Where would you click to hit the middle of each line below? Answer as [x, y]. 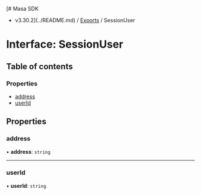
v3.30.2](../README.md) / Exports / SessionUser [75, 20]
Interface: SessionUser [65, 45]
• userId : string [26, 185]
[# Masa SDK [22, 9]
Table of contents [39, 66]
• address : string [28, 151]
